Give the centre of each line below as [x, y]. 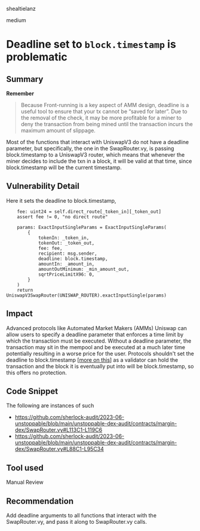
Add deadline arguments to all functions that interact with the [81, 515]
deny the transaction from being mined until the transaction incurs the [107, 124]
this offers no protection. [37, 373]
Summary [25, 79]
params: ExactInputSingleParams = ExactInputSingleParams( [92, 227]
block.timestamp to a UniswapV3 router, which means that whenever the [96, 155]
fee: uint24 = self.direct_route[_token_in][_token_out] [89, 212]
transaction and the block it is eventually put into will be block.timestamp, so [100, 366]
